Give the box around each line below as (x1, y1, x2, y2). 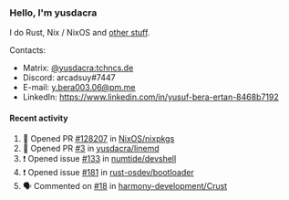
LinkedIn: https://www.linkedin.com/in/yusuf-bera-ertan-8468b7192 (22, 91, 280, 102)
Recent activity (9, 112, 68, 123)
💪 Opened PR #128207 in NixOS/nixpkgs (22, 132, 175, 143)
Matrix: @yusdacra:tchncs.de (22, 62, 134, 74)
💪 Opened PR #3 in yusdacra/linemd (22, 142, 160, 153)
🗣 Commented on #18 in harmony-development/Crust (22, 180, 228, 191)
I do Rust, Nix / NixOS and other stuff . (9, 27, 150, 38)
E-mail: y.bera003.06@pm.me (22, 82, 136, 93)
